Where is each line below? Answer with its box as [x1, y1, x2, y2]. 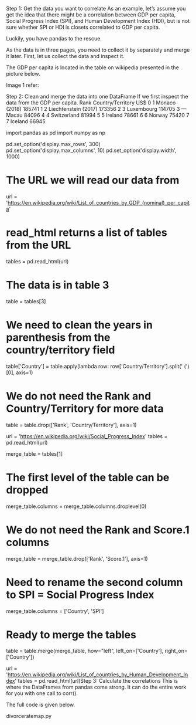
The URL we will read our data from [6, 174, 180, 187]
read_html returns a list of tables [6, 226, 168, 239]
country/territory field [6, 343, 115, 357]
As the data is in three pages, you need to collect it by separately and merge [6, 46, 190, 53]
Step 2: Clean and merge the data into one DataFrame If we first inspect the [6, 93, 188, 100]
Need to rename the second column [6, 575, 183, 589]
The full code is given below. [6, 701, 75, 709]
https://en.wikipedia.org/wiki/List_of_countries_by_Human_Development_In [8, 671, 188, 678]
